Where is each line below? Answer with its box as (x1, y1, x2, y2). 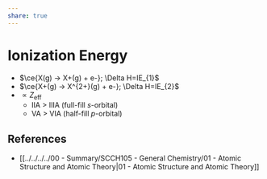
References (7, 132, 67, 145)
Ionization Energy (7, 46, 128, 64)
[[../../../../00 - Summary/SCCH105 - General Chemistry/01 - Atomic (19, 153, 242, 163)
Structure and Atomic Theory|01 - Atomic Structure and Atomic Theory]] (19, 162, 260, 172)
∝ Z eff (22, 90, 42, 101)
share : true (7, 11, 48, 20)
